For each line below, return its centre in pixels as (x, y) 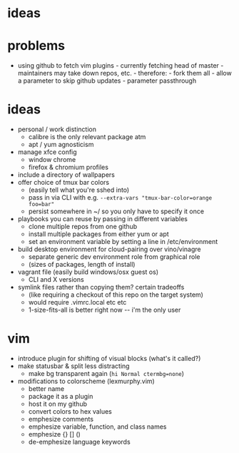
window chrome (52, 160)
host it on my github (58, 404)
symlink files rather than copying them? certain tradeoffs (101, 287)
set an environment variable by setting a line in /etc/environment (123, 242)
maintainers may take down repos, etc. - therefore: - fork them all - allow (124, 73)
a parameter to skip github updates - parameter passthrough (107, 81)
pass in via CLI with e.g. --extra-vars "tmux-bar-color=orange (120, 198)
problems (36, 46)
